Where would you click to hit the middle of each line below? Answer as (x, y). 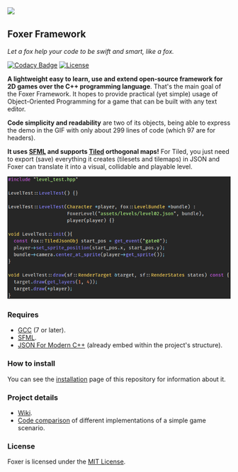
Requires (23, 315)
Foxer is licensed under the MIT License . (67, 462)
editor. (17, 108)
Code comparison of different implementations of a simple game (112, 420)
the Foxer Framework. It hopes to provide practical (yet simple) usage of (113, 94)
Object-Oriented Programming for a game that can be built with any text (112, 101)
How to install (31, 364)
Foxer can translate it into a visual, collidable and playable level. (100, 167)
